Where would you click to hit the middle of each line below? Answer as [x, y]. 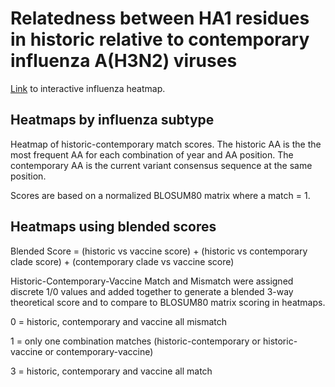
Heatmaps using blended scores [113, 227]
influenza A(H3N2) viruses [124, 61]
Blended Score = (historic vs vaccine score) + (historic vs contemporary [159, 251]
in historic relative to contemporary [160, 39]
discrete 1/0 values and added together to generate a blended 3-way [152, 291]
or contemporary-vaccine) [99, 351]
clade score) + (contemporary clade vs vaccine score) [122, 261]
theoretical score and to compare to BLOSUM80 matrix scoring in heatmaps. [168, 302]
